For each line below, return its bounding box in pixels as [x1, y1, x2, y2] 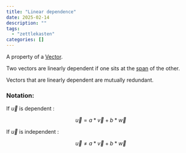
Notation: [6, 91, 35, 100]
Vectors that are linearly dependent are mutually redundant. [6, 76, 154, 83]
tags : [6, 25, 20, 32]
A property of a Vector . [6, 53, 63, 60]
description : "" [6, 20, 47, 26]
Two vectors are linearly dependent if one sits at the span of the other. [6, 65, 180, 72]
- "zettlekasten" [11, 31, 55, 37]
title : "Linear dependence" [6, 8, 77, 15]
